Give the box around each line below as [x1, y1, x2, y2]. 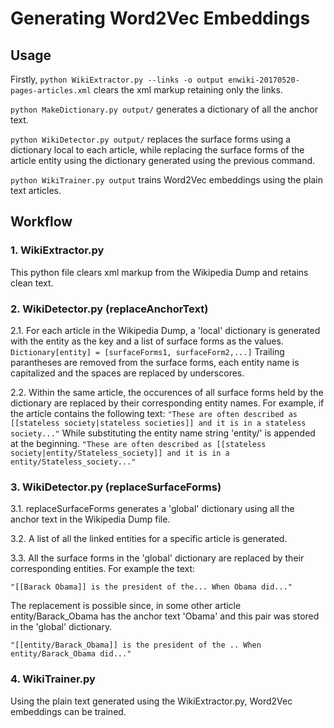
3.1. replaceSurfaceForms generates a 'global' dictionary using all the [10, 503, 295, 515]
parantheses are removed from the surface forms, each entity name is [10, 356, 300, 368]
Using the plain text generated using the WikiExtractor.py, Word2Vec [10, 695, 293, 707]
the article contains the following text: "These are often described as [10, 407, 298, 419]
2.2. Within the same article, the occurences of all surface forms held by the [10, 386, 324, 398]
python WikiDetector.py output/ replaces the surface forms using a [10, 133, 292, 145]
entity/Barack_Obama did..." [10, 649, 132, 659]
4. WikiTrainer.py [10, 672, 96, 686]
